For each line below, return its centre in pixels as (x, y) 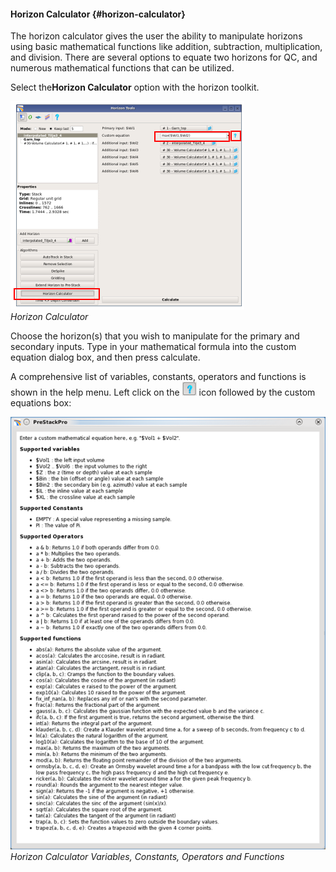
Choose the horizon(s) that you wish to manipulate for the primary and (155, 336)
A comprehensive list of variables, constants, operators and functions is (158, 377)
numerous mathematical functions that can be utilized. (122, 68)
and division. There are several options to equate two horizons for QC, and (164, 57)
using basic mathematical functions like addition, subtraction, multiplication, (166, 47)
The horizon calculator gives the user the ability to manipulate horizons (156, 36)
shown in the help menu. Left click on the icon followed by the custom (163, 392)
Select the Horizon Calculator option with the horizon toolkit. (135, 87)
